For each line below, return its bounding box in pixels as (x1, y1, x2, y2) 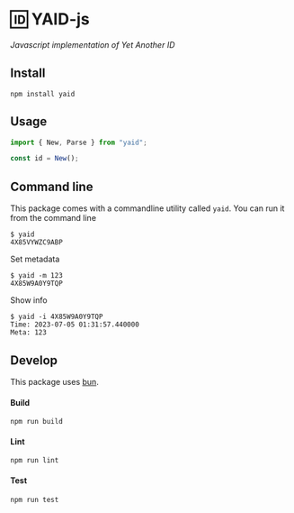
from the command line (10, 213, 97, 224)
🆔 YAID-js (10, 9, 91, 30)
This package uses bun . (10, 376, 100, 387)
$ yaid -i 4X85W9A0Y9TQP (10, 312, 103, 322)
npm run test (10, 495, 59, 504)
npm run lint (10, 456, 59, 465)
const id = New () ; (10, 154, 79, 163)
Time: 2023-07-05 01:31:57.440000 (10, 320, 140, 329)
